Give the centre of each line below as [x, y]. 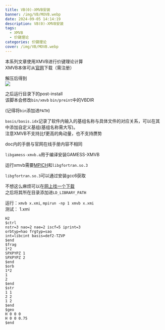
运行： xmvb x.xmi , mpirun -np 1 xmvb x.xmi [50, 203]
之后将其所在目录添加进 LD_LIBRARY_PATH [46, 192]
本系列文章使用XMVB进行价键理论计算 [44, 61]
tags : [11, 28]
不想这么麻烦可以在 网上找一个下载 [40, 186]
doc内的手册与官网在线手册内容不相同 [44, 144]
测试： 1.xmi [17, 209]
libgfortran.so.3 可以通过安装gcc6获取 [45, 175]
